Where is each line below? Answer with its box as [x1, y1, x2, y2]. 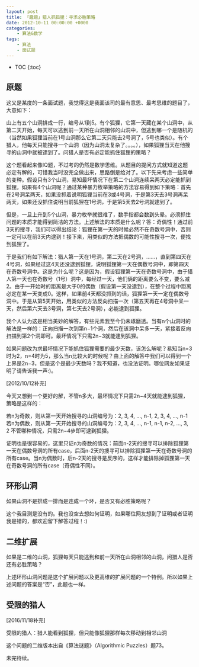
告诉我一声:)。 [21, 367, 57, 374]
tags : [6, 36, 20, 42]
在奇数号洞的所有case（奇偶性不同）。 [6, 461, 99, 469]
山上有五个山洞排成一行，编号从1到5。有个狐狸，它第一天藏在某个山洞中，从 [6, 119, 193, 126]
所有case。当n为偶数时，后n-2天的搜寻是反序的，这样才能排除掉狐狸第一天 [6, 454, 191, 461]
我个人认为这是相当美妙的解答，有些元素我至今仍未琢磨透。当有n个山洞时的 [6, 318, 191, 325]
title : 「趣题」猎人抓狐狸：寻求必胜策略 [6, 14, 96, 20]
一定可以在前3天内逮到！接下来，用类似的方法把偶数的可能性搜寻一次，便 [6, 233, 186, 240]
